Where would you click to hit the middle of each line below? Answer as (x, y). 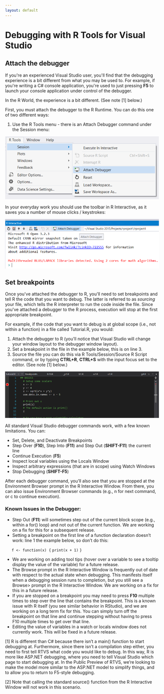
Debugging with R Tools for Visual (75, 35)
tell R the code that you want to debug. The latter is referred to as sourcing (80, 299)
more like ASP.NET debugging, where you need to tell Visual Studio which (79, 657)
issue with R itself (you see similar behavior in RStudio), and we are (80, 606)
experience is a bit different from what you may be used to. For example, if (80, 80)
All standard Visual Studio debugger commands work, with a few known (77, 426)
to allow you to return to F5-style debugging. (50, 672)
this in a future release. (35, 590)
